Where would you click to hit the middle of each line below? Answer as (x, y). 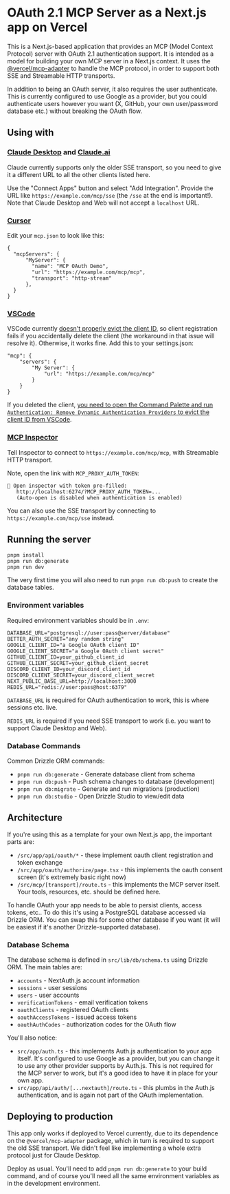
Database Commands (44, 745)
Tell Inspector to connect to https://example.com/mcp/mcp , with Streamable (113, 452)
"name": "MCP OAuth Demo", (70, 266)
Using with (31, 133)
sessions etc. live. (32, 707)
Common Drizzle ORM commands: (56, 761)
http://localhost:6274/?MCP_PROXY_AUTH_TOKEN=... (89, 492)
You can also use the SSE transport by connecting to (82, 511)
